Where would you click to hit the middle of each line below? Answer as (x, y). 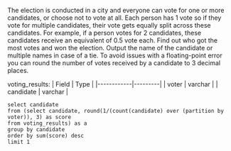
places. (18, 71)
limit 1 (19, 142)
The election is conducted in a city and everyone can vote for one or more (116, 10)
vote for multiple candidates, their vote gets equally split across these (109, 25)
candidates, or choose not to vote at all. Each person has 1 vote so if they (114, 18)
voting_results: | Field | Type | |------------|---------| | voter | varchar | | (113, 84)
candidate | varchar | (38, 92)
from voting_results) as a (47, 123)
